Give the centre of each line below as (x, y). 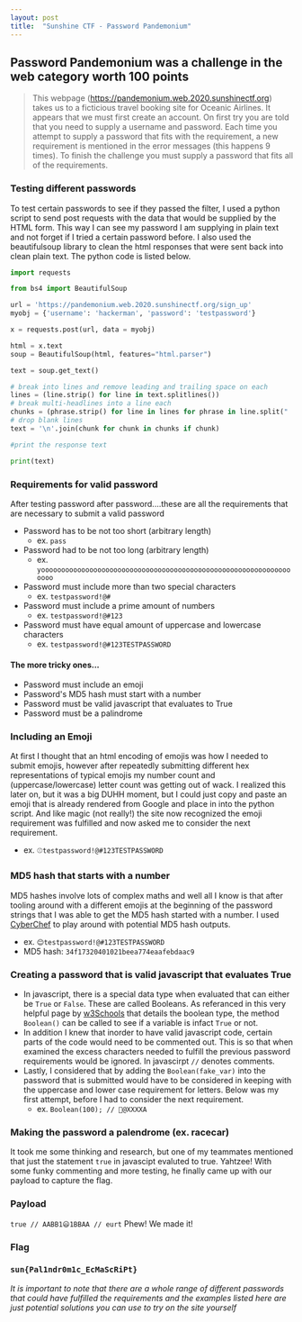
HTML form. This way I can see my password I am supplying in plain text (145, 227)
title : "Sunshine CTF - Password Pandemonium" (101, 26)
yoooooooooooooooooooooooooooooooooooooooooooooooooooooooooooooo (164, 570)
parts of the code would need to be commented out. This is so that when (158, 1042)
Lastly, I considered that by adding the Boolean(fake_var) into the (144, 1071)
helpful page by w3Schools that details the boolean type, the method (151, 1013)
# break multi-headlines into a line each (91, 403)
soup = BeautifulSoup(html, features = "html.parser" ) (111, 354)
